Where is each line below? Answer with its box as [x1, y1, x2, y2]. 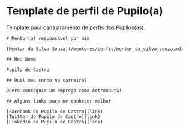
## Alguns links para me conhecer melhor [6, 98, 112, 104]
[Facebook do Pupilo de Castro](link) [6, 109, 103, 114]
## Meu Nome [6, 56, 36, 62]
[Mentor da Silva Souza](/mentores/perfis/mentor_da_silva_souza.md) [6, 46, 184, 52]
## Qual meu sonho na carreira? [6, 77, 87, 83]
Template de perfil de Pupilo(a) [6, 4, 163, 18]
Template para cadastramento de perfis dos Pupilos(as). [6, 24, 146, 31]
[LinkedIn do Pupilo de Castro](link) [6, 119, 103, 125]
